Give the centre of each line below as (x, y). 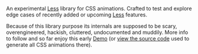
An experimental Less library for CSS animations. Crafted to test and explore (99, 9)
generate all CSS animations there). (49, 45)
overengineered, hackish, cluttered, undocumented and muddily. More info (97, 32)
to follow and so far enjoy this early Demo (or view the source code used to (98, 38)
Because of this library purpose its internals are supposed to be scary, (92, 26)
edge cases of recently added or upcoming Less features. (77, 15)
